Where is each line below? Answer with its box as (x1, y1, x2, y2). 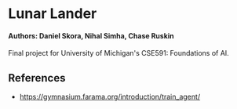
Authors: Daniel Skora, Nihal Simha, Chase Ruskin (8, 31, 174, 40)
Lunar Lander (8, 5, 97, 23)
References (8, 71, 66, 85)
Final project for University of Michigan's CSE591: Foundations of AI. (8, 49, 229, 58)
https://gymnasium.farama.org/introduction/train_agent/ (19, 92, 201, 102)
